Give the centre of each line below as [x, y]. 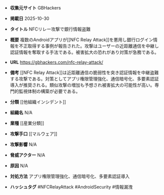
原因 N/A [19, 165]
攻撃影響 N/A [23, 144]
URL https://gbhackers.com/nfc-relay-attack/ [56, 62]
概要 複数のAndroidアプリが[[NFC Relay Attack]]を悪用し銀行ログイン [81, 40]
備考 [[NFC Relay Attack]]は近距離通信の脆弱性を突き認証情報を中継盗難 [84, 72]
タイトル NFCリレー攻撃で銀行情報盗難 [50, 29]
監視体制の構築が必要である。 [49, 91]
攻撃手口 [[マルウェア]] [33, 134]
